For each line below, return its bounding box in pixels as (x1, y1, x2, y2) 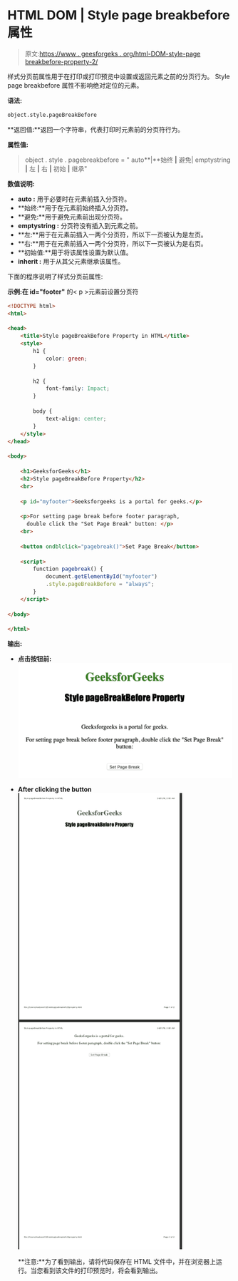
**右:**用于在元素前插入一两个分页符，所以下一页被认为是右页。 (17, 239, 207, 247)
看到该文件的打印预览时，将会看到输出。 (42, 1266, 162, 1275)
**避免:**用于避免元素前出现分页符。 (17, 212, 126, 221)
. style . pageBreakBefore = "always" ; (45, 581, 155, 588)
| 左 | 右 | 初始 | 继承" (24, 164, 88, 173)
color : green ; (45, 355, 88, 362)
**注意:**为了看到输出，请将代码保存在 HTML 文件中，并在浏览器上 (17, 1257, 216, 1266)
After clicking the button (17, 785, 92, 794)
